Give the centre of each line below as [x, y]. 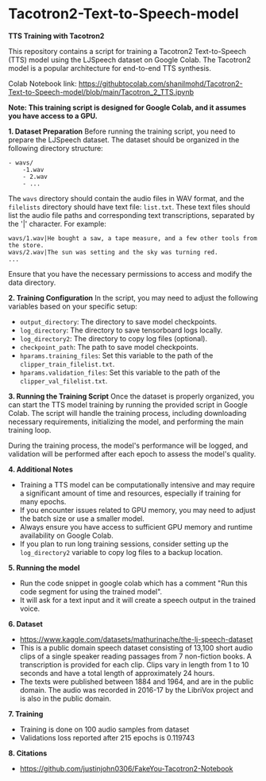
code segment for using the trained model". [91, 591]
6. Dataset [26, 624]
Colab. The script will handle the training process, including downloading [127, 413]
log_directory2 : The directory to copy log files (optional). [114, 338]
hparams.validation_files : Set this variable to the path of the [120, 372]
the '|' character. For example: [58, 223]
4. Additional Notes [41, 469]
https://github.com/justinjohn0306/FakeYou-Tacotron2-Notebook [126, 768]
